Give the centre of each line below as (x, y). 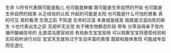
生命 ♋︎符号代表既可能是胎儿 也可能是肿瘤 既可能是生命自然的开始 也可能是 (84, 7)
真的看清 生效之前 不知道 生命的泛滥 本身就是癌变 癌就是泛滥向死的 (90, 20)
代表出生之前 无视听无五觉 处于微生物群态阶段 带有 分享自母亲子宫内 (92, 26)
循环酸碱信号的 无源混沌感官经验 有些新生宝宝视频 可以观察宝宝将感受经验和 (86, 33)
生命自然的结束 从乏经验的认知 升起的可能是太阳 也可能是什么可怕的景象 (81, 14)
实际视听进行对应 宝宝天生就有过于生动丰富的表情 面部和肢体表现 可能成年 (83, 39)
